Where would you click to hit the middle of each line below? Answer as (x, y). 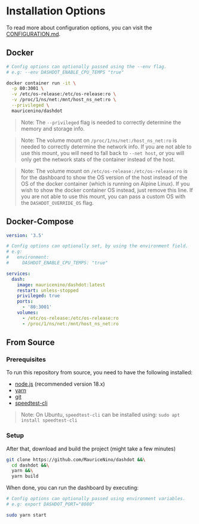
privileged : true (39, 296)
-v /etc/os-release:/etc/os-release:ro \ (64, 94)
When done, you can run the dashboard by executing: (73, 488)
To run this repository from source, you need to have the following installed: (99, 372)
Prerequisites (26, 359)
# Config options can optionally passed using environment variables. (96, 499)
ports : (25, 302)
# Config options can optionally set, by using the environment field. (97, 246)
